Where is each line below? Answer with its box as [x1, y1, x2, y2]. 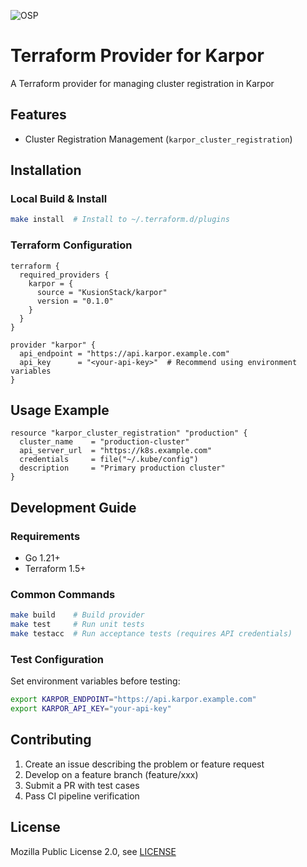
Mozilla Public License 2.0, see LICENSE [10, 845, 177, 857]
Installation [10, 162, 82, 179]
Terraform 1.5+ [24, 563, 87, 575]
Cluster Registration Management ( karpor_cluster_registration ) [24, 133, 293, 145]
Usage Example [10, 402, 110, 419]
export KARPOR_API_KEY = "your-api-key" [10, 704, 172, 714]
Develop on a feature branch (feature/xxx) [24, 768, 199, 780]
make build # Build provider [10, 610, 145, 620]
